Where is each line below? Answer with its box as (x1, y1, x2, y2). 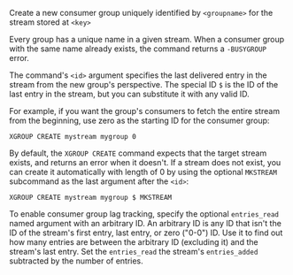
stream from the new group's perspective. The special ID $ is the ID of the (9, 80, 279, 89)
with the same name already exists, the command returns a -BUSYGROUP (9, 43, 267, 54)
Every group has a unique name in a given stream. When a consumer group (9, 34, 285, 44)
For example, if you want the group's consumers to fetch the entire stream (9, 106, 281, 116)
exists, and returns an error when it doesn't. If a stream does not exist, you (9, 157, 281, 167)
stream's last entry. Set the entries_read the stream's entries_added (9, 247, 258, 256)
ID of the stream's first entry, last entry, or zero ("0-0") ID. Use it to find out (9, 227, 283, 238)
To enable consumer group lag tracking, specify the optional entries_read (9, 209, 279, 219)
